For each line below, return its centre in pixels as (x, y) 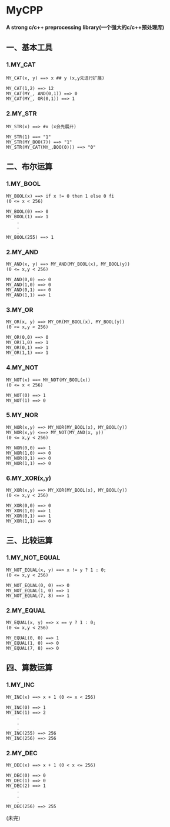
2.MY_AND (22, 252)
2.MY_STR (21, 114)
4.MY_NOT (22, 368)
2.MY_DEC (22, 753)
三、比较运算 (29, 541)
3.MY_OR (20, 309)
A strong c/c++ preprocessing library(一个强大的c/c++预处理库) (85, 27)
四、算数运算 (29, 668)
